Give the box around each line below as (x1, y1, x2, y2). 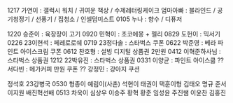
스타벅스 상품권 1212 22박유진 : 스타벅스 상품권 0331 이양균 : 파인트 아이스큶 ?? (7, 56, 224, 64)
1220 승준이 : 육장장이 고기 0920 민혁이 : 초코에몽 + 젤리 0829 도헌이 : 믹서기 (7, 30, 220, 38)
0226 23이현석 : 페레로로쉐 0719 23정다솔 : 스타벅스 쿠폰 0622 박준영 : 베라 (7, 39, 217, 47)
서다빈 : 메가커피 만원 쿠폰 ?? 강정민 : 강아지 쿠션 (7, 65, 140, 73)
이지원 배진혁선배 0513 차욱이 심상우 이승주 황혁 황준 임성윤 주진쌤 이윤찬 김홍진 (7, 88, 226, 97)
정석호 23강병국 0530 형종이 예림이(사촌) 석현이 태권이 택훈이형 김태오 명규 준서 (7, 80, 227, 88)
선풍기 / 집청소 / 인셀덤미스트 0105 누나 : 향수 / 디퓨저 (35, 15, 183, 23)
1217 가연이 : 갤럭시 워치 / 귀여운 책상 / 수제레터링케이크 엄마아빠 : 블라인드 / (7, 6, 216, 14)
